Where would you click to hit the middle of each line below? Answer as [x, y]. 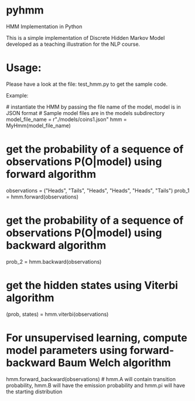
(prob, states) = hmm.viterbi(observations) [57, 314]
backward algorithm [56, 245]
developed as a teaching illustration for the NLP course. [73, 44]
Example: [17, 95]
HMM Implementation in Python [44, 26]
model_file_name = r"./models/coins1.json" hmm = [66, 119]
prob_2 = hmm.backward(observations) [54, 261]
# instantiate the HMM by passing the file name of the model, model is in [94, 107]
